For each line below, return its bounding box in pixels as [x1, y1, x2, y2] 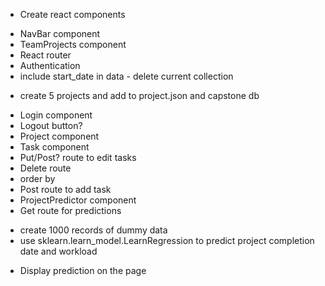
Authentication [19, 60, 81, 71]
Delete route [19, 162, 72, 174]
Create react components [19, 9, 126, 20]
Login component [19, 109, 93, 121]
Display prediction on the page [19, 265, 147, 276]
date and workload [19, 245, 98, 257]
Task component [19, 141, 90, 153]
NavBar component [19, 28, 101, 39]
